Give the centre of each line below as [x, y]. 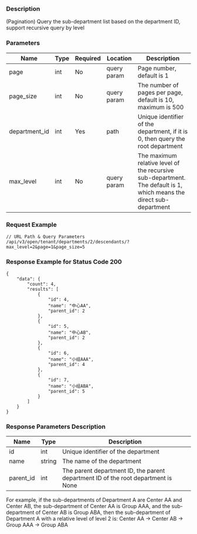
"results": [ [43, 290]
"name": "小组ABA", [71, 387]
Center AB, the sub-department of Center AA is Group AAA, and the [88, 506]
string [49, 461]
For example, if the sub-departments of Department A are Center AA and [94, 500]
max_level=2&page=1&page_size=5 [45, 247]
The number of [158, 85]
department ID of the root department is [117, 478]
